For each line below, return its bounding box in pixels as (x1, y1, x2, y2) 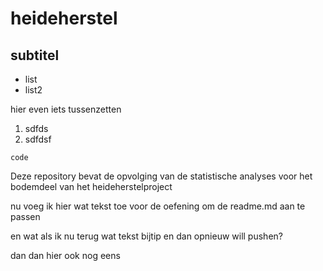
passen (10, 211, 41, 222)
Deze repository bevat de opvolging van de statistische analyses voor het (10, 170, 313, 182)
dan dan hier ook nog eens (10, 250, 121, 261)
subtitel (10, 47, 60, 64)
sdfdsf (24, 133, 52, 145)
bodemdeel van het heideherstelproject (10, 181, 173, 192)
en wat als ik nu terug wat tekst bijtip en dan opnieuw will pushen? (10, 230, 283, 242)
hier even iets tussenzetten (10, 103, 122, 115)
